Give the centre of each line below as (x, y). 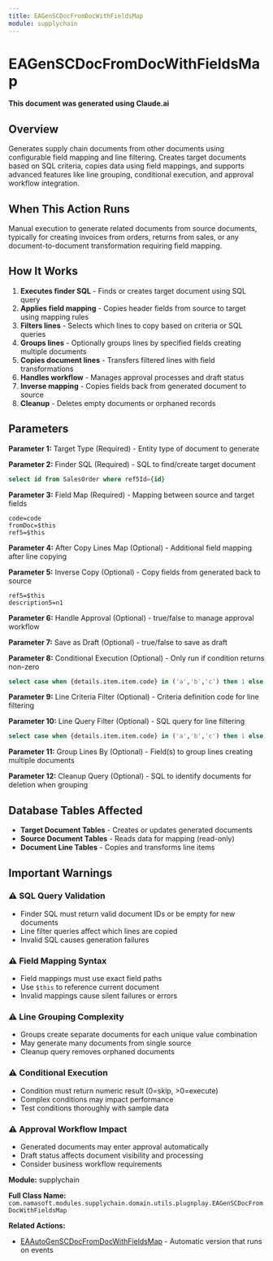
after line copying (38, 556)
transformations (47, 369)
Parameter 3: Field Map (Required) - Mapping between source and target (131, 495)
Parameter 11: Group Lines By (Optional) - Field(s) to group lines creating (131, 752)
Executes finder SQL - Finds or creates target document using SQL (133, 290)
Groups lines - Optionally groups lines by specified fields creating (130, 343)
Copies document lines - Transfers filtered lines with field (117, 360)
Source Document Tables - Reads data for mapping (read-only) (128, 839)
